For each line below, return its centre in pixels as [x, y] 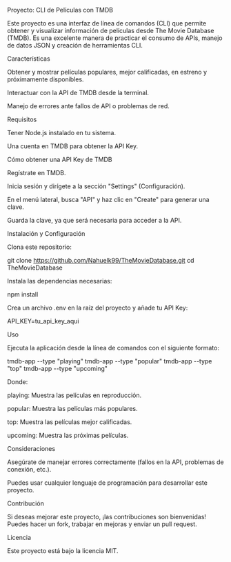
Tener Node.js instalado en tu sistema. [61, 133]
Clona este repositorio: [40, 247]
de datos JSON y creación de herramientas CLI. [75, 45]
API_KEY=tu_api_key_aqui [43, 321]
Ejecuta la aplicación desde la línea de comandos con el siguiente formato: [113, 348]
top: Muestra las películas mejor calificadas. [70, 422]
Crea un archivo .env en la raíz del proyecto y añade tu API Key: [98, 308]
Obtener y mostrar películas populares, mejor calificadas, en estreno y [107, 72]
